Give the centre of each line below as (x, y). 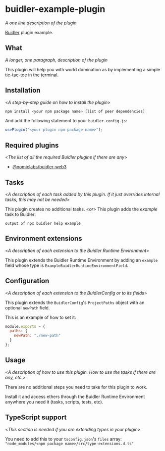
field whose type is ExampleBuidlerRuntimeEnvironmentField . (67, 265)
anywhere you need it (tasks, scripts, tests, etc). (54, 401)
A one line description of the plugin (41, 23)
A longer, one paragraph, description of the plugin (56, 60)
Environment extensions (44, 239)
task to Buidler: (21, 214)
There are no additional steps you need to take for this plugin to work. (76, 387)
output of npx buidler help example (43, 223)
